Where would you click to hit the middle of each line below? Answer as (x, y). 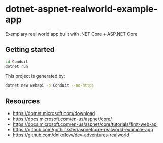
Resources (23, 101)
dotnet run (17, 66)
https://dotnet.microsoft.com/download (54, 113)
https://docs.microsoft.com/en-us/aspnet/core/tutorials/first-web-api (85, 124)
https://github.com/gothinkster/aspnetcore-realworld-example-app (83, 130)
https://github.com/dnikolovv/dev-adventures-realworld (71, 135)
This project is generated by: (35, 76)
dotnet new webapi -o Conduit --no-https (50, 85)
